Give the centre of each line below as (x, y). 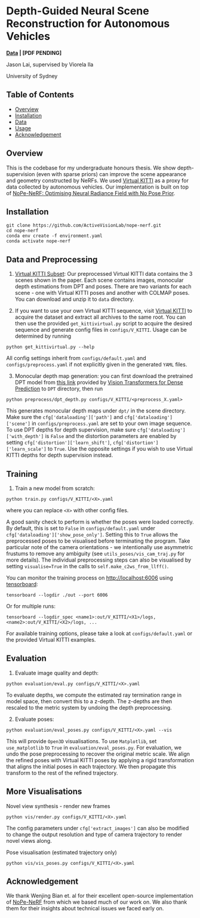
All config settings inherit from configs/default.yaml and (76, 358)
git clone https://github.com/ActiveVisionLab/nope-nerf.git (84, 226)
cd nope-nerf (22, 231)
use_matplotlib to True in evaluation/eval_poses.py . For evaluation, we (94, 747)
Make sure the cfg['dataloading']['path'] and (65, 417)
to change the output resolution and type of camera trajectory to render (94, 834)
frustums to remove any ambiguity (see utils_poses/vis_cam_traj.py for (96, 554)
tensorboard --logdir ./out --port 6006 (57, 595)
